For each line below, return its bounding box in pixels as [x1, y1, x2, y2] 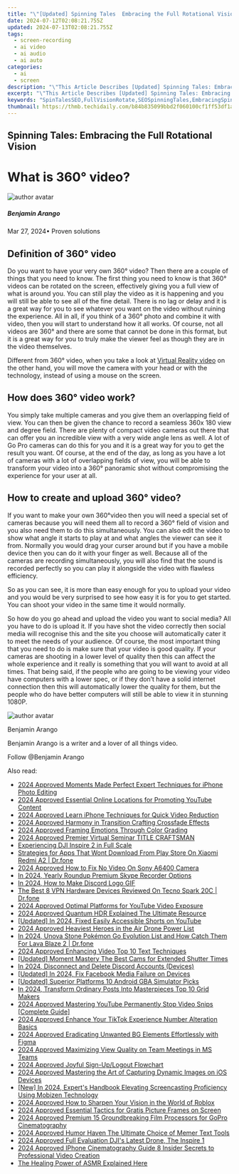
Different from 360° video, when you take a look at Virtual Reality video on [7, 355, 225, 364]
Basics [17, 1022, 38, 1031]
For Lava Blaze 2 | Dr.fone [17, 939, 94, 947]
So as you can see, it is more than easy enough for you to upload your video [7, 585, 231, 593]
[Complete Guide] [17, 1007, 70, 1016]
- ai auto [14, 57, 43, 64]
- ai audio [14, 51, 46, 58]
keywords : [7, 97, 37, 104]
